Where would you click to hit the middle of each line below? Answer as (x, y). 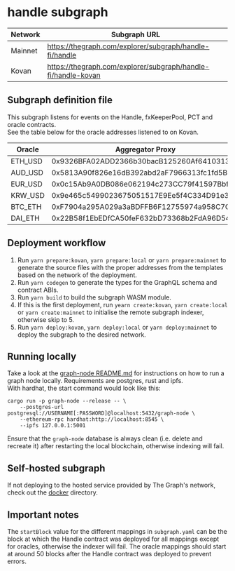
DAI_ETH (26, 218)
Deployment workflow (57, 243)
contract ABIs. (38, 290)
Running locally (42, 356)
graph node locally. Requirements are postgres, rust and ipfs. (95, 381)
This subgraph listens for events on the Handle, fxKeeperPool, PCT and (110, 117)
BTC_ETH (26, 206)
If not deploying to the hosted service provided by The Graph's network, (111, 485)
